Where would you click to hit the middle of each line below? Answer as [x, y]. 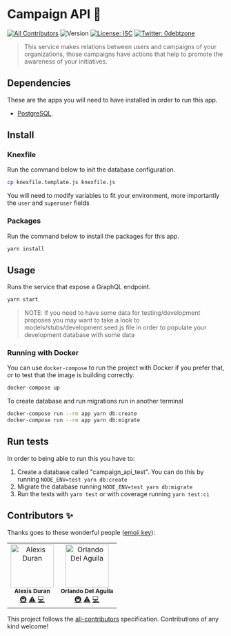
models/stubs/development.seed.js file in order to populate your [115, 327]
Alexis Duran [32, 591]
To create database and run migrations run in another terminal [96, 401]
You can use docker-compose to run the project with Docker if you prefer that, [116, 368]
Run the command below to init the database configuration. [91, 170]
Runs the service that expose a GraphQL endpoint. [79, 287]
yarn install [26, 248]
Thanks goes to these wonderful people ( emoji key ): [81, 532]
